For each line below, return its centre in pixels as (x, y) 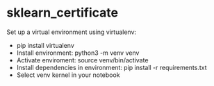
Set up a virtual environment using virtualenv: (72, 32)
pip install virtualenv (45, 45)
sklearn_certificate (63, 13)
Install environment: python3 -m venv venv (78, 53)
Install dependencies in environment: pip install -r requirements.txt (112, 67)
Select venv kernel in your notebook (68, 75)
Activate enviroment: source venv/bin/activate (82, 60)
